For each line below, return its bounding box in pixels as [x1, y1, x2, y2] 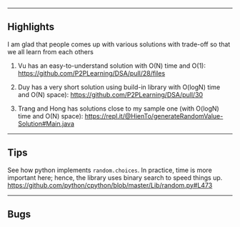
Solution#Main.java [17, 119, 75, 128]
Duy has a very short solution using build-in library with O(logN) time [17, 83, 221, 91]
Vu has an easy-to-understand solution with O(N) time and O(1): [17, 61, 206, 70]
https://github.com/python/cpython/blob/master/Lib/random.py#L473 [7, 181, 213, 189]
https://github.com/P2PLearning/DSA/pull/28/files [17, 69, 166, 77]
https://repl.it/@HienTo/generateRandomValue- [84, 111, 224, 120]
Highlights [7, 21, 55, 33]
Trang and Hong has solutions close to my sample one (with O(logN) [17, 104, 219, 113]
